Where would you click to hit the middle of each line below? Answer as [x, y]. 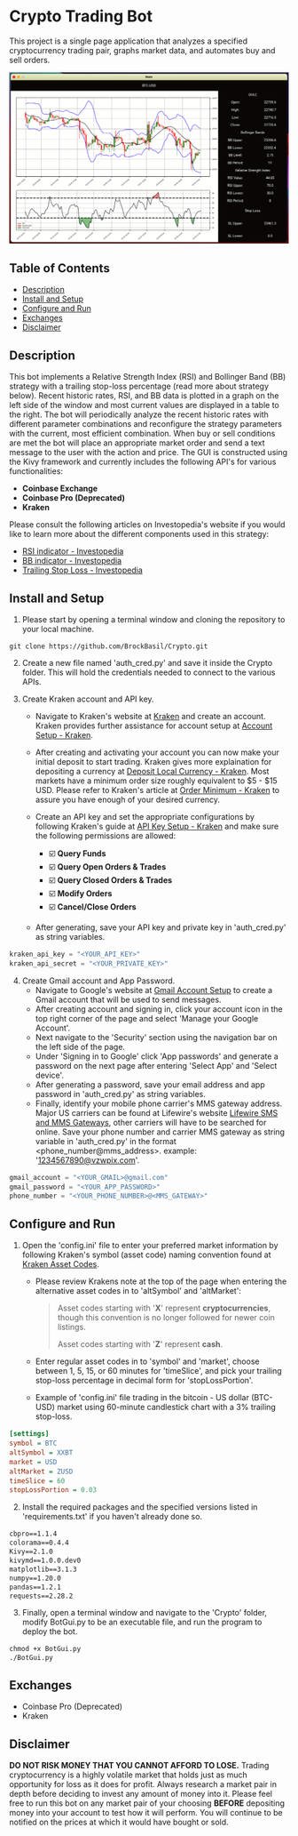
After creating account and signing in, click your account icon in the [159, 1009]
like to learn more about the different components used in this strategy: [139, 534]
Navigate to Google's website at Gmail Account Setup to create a [154, 990]
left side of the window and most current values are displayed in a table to [144, 405]
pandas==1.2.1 [35, 1587]
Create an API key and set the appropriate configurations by [145, 816]
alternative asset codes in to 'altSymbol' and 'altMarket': [138, 1291]
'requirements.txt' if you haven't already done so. [112, 1517]
